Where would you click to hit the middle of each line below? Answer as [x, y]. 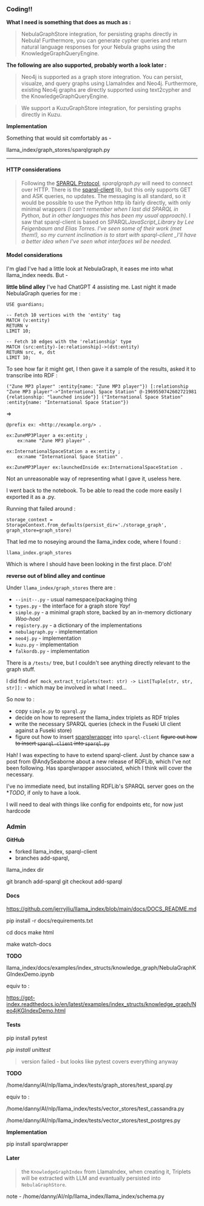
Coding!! [19, 9]
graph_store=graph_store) [39, 530]
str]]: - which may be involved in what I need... [66, 687]
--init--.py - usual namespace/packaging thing [76, 599]
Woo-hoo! [28, 618]
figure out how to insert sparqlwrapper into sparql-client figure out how [106, 736]
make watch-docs [29, 944]
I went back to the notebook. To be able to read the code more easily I [94, 490]
